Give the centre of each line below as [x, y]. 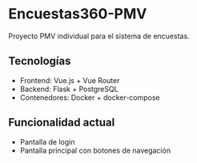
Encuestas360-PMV [78, 14]
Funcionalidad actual [62, 123]
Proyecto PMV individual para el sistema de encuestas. [99, 36]
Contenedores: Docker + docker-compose [90, 97]
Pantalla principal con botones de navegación [95, 150]
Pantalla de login [47, 141]
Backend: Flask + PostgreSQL [69, 89]
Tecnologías [40, 61]
